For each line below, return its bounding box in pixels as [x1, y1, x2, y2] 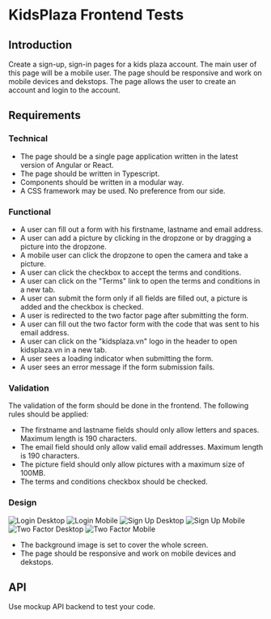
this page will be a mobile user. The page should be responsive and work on [8, 68, 263, 78]
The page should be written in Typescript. [19, 169, 160, 178]
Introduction [8, 38, 73, 52]
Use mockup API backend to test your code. [8, 602, 156, 612]
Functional [8, 206, 51, 217]
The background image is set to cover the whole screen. [19, 540, 209, 549]
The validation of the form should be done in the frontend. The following [8, 401, 249, 411]
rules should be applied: [8, 409, 89, 419]
